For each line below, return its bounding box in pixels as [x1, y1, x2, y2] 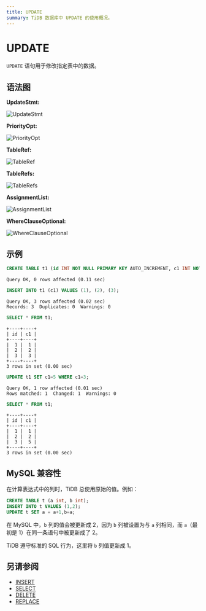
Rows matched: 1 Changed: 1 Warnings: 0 [6, 391, 116, 397]
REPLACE [15, 597, 40, 605]
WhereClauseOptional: [6, 217, 66, 225]
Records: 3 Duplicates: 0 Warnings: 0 [6, 303, 112, 310]
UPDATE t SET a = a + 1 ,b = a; [6, 509, 75, 515]
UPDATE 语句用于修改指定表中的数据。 [6, 62, 100, 69]
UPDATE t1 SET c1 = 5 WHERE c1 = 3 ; [6, 374, 89, 380]
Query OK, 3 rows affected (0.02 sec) [6, 298, 105, 305]
